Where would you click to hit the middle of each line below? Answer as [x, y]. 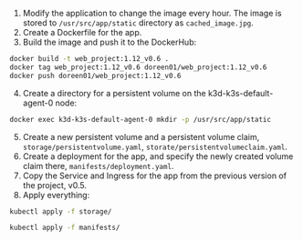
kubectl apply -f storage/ [61, 211]
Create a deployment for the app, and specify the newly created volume [158, 156]
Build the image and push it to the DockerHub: [110, 42]
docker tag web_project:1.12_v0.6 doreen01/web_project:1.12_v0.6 [138, 67]
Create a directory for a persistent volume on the [115, 93]
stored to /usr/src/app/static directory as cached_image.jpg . [138, 23]
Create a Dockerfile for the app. [82, 32]
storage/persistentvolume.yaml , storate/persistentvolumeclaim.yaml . [155, 146]
